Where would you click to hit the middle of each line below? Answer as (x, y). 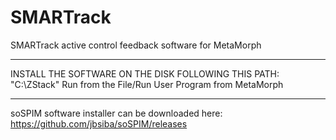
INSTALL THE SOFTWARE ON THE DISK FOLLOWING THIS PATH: (145, 73)
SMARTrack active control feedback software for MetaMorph (136, 45)
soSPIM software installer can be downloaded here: (116, 113)
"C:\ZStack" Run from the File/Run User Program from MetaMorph (147, 84)
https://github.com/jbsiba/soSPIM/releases (99, 123)
